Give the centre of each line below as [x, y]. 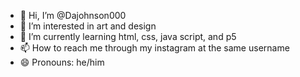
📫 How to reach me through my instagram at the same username [154, 48]
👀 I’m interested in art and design [88, 26]
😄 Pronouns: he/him [62, 62]
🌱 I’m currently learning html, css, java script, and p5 [128, 36]
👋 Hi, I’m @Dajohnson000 [73, 15]
